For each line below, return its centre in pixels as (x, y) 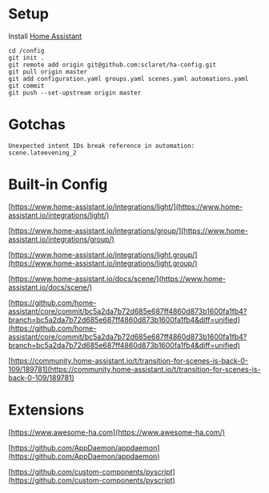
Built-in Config (58, 184)
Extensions (46, 410)
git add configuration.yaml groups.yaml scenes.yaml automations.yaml (128, 78)
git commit (26, 86)
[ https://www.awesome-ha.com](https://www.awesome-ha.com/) (117, 432)
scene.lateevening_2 (43, 153)
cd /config (26, 50)
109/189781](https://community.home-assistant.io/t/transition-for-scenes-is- (134, 369)
